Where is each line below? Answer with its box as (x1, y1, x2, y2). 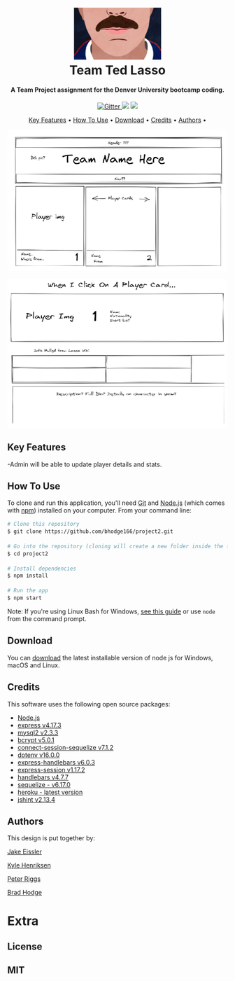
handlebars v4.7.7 (17, 773, 69, 781)
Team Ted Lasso (69, 62, 166, 78)
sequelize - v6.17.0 (17, 780, 71, 788)
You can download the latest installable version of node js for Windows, (7, 653, 213, 662)
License (7, 940, 43, 952)
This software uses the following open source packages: (7, 700, 171, 708)
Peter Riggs (7, 875, 41, 883)
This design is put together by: (7, 834, 96, 842)
